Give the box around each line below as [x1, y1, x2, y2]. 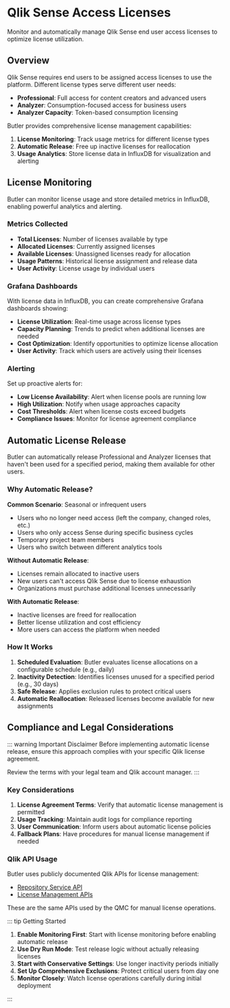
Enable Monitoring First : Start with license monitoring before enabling [16, 930, 216, 939]
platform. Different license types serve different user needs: [7, 80, 176, 89]
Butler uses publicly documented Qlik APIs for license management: [7, 870, 199, 878]
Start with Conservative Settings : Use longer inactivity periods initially [16, 960, 218, 968]
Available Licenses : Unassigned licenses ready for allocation [16, 249, 191, 258]
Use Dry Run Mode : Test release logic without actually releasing [16, 945, 199, 953]
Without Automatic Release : [7, 556, 89, 564]
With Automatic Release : [7, 597, 80, 605]
